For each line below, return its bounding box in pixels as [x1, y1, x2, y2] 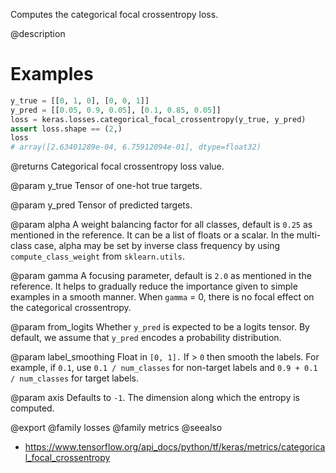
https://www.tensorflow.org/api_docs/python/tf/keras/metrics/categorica [24, 441, 326, 453]
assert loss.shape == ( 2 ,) [10, 124, 123, 134]
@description [10, 28, 66, 39]
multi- [296, 229, 322, 241]
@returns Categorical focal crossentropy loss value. [10, 160, 225, 173]
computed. [10, 402, 55, 414]
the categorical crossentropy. [10, 302, 132, 314]
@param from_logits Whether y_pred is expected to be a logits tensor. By [10, 321, 310, 333]
